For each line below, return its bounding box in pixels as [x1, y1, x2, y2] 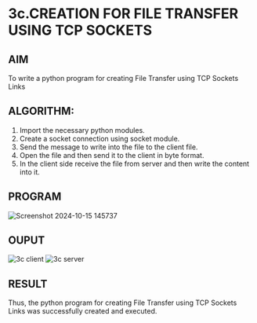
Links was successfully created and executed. [8, 306, 157, 316]
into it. [19, 167, 41, 177]
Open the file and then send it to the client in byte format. [19, 150, 205, 160]
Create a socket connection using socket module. [19, 134, 180, 143]
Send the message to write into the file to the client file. [19, 142, 198, 152]
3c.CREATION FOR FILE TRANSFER [8, 5, 239, 23]
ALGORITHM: [8, 105, 74, 118]
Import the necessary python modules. [19, 125, 145, 134]
